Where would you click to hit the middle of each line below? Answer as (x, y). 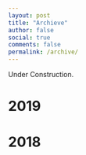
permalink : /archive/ (43, 52)
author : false (31, 30)
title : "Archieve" (38, 23)
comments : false (34, 45)
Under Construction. (41, 74)
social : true (29, 37)
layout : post (29, 15)
